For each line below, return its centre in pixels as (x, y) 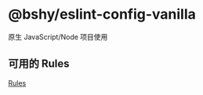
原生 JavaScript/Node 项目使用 (58, 37)
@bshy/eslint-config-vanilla (102, 14)
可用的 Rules (39, 64)
